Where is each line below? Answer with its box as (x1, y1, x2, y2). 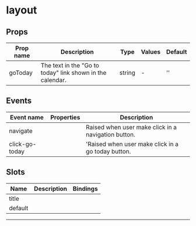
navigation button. (85, 130, 136, 138)
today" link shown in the (40, 69, 107, 77)
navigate (9, 126, 33, 135)
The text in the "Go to (40, 61, 99, 69)
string (119, 69, 136, 77)
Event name (9, 113, 44, 121)
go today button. (85, 147, 131, 155)
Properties (50, 113, 80, 121)
